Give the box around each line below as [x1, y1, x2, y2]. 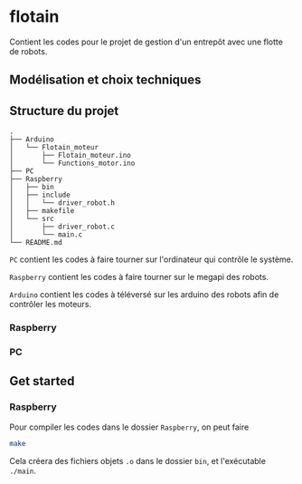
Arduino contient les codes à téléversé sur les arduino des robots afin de [9, 289, 279, 300]
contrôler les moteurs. [9, 299, 92, 310]
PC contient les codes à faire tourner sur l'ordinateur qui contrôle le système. [9, 254, 294, 265]
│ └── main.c [9, 230, 83, 239]
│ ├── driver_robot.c [9, 222, 116, 232]
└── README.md [9, 238, 63, 247]
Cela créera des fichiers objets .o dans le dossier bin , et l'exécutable [9, 455, 267, 466]
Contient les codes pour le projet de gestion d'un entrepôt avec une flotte [9, 36, 283, 47]
